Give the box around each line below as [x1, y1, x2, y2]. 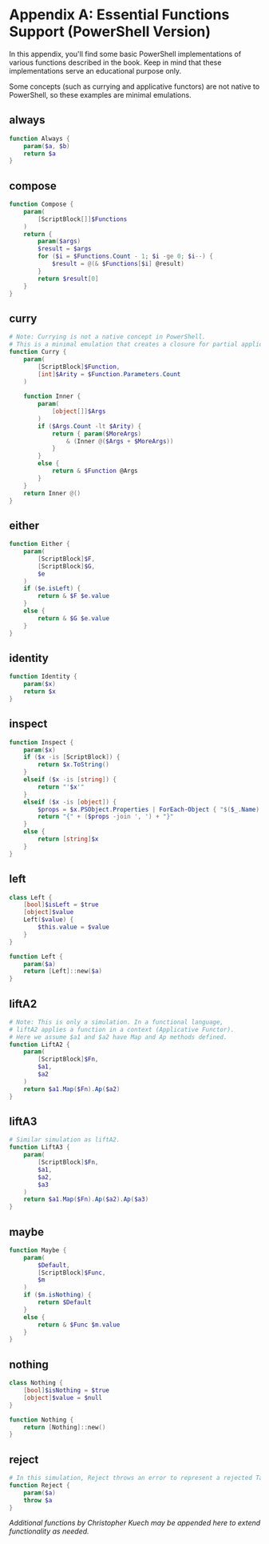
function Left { [9, 952, 63, 960]
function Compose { [9, 200, 74, 209]
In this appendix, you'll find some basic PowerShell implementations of [9, 49, 242, 58]
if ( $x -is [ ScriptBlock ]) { [23, 753, 121, 761]
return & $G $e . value [38, 614, 110, 622]
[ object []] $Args [51, 407, 106, 415]
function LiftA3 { [9, 1143, 70, 1152]
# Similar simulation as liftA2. [9, 1136, 121, 1144]
